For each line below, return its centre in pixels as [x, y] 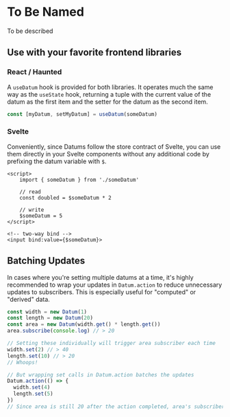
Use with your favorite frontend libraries [94, 52]
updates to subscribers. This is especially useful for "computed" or [102, 291]
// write [32, 210]
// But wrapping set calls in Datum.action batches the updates [101, 374]
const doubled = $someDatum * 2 [65, 198]
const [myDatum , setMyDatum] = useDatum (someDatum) [82, 114]
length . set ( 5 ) [33, 394]
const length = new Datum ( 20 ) [50, 318]
